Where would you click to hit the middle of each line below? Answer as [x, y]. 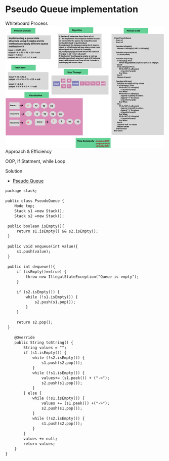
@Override [25, 338]
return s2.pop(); [35, 322]
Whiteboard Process [27, 23]
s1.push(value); [34, 252]
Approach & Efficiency [29, 152]
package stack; [21, 191]
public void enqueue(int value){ [43, 246]
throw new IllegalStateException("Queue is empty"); [82, 277]
